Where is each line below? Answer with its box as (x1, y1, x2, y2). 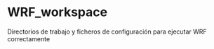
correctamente (7, 34, 51, 43)
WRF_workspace (7, 4, 107, 20)
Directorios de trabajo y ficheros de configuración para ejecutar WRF (7, 27, 207, 36)
